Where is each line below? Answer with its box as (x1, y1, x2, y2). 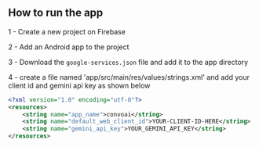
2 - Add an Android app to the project (8, 42, 129, 52)
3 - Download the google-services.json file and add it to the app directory (8, 57, 249, 66)
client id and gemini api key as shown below (8, 81, 151, 90)
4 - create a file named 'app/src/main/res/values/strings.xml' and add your (8, 72, 250, 81)
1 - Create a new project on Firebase (8, 27, 126, 36)
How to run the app (8, 6, 104, 20)
